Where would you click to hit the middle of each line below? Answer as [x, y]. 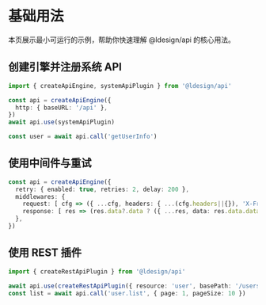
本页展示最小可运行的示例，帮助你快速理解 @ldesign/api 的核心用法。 [122, 40]
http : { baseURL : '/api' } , [62, 108]
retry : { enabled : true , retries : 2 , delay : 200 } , [103, 189]
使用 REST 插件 [45, 253]
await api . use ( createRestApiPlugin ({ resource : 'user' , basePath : [120, 286]
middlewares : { [40, 196]
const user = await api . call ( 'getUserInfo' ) [83, 137]
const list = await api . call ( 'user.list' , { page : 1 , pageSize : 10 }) [127, 293]
